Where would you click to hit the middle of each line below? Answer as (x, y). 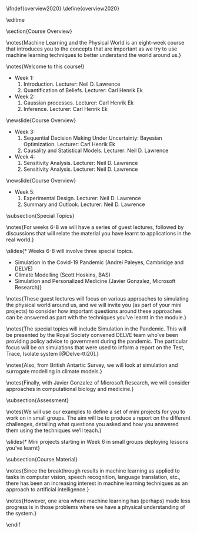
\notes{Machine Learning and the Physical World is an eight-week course (95, 43)
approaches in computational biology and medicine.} (70, 389)
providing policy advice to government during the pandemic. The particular (97, 341)
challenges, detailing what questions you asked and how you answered (92, 424)
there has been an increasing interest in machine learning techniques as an (97, 483)
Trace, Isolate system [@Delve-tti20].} (52, 354)
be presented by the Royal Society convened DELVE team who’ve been (92, 335)
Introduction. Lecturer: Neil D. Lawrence (72, 84)
